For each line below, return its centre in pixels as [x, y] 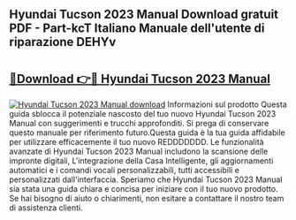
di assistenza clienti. [46, 208]
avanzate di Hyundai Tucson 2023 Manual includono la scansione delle [139, 151]
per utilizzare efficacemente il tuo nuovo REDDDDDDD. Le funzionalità [137, 142]
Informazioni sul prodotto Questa [227, 104]
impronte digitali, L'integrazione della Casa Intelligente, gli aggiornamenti [141, 161]
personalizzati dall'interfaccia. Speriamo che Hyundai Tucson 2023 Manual [146, 179]
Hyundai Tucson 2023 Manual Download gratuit [144, 15]
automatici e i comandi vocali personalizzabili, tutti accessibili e [125, 170]
